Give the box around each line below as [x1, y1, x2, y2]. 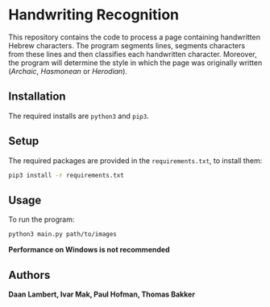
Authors [8, 268, 51, 282]
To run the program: [8, 215, 75, 224]
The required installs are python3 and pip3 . [8, 111, 149, 121]
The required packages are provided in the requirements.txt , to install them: [8, 155, 263, 166]
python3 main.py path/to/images [8, 231, 117, 239]
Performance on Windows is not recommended [8, 245, 171, 255]
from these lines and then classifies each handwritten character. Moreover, [8, 49, 258, 59]
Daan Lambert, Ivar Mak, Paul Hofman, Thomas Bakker [8, 289, 196, 299]
